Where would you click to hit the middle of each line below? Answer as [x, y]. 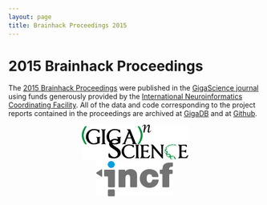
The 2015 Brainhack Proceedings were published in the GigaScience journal [133, 88]
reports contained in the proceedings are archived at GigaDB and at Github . [133, 114]
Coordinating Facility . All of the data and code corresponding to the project [132, 105]
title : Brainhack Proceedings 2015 [68, 25]
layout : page [30, 17]
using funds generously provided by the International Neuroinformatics [125, 97]
